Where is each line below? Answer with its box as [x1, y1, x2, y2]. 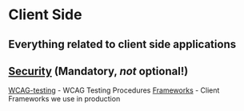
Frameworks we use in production [8, 94, 121, 104]
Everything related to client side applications [8, 38, 237, 51]
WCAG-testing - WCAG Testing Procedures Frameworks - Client [8, 85, 220, 95]
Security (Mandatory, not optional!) [8, 64, 189, 77]
